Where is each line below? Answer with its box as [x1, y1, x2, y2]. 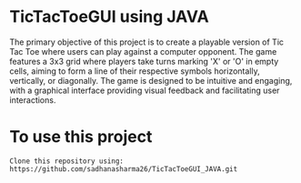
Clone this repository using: [9, 157, 125, 166]
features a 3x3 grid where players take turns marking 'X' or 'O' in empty [9, 56, 279, 66]
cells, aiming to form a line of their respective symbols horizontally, [9, 66, 261, 76]
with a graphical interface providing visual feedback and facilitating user [9, 85, 280, 96]
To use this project [9, 127, 153, 147]
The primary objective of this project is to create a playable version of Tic [9, 36, 285, 47]
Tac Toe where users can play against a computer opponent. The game [9, 46, 277, 56]
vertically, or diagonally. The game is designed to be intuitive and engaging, [9, 75, 293, 86]
